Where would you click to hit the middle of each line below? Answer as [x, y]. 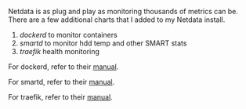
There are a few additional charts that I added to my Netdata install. [117, 20]
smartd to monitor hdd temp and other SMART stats [103, 43]
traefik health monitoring [59, 51]
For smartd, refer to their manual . [62, 82]
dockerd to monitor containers [68, 35]
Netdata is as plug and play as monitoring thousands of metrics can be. [123, 11]
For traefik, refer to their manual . [61, 97]
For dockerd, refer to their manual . [63, 67]
